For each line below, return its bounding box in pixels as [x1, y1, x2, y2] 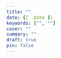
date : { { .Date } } [6, 14, 53, 21]
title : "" [6, 8, 32, 15]
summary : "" [6, 31, 37, 37]
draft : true [6, 37, 37, 43]
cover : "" [6, 25, 32, 32]
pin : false [6, 43, 34, 49]
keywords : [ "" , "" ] [6, 20, 56, 26]
